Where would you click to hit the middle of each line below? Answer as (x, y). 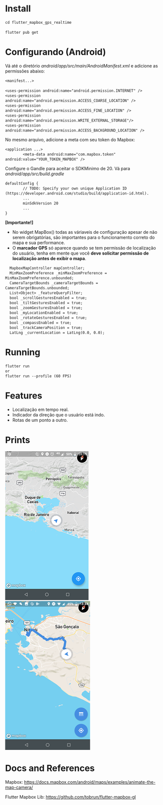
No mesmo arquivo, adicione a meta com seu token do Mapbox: (70, 139)
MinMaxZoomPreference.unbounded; (40, 278)
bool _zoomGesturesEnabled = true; (46, 308)
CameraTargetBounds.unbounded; (37, 288)
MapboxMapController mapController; (47, 268)
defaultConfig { (22, 183)
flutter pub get (22, 32)
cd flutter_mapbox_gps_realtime (38, 22)
